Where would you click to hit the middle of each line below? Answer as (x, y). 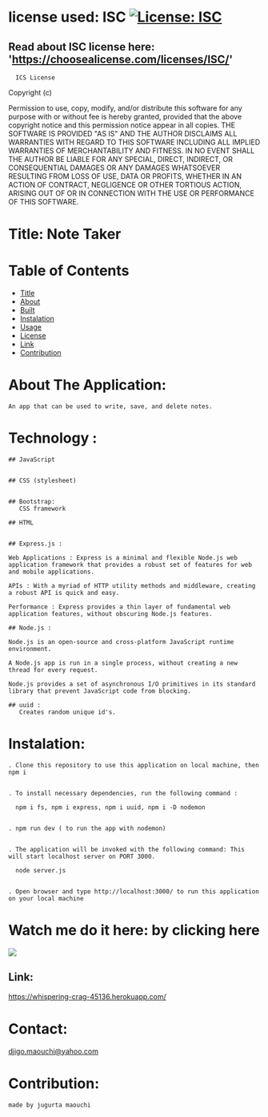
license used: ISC (67, 17)
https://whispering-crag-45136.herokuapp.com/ (87, 996)
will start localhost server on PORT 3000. (82, 856)
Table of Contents (69, 271)
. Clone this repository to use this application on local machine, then (134, 765)
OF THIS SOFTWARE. (44, 202)
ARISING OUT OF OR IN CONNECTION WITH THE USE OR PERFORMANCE (131, 193)
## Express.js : (35, 544)
